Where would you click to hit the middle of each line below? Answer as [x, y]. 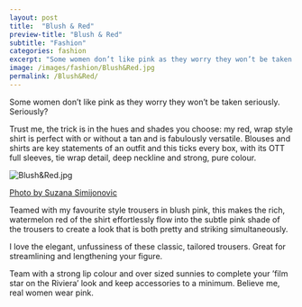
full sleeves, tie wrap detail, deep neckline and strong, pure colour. [133, 158]
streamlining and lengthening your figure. [86, 256]
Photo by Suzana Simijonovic [63, 192]
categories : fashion [48, 51]
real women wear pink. [52, 293]
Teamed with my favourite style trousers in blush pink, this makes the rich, [147, 210]
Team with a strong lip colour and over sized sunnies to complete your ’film [149, 273]
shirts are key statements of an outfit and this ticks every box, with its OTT [147, 148]
